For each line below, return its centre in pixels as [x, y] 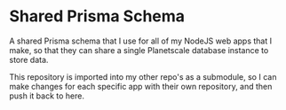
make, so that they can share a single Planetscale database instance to [139, 50]
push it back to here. [47, 96]
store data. [29, 59]
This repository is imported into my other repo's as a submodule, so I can [143, 76]
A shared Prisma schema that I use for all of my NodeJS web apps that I [141, 41]
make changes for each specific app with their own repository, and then [141, 86]
